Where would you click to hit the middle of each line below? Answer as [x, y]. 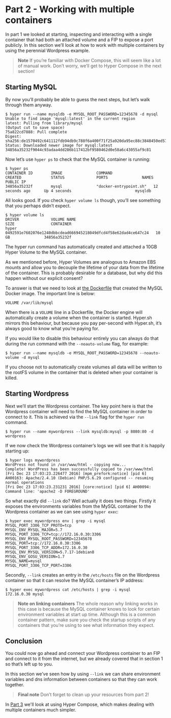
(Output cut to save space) [35, 127]
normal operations [25, 482]
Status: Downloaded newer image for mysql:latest [59, 145]
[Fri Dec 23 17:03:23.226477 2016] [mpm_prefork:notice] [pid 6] [76, 473]
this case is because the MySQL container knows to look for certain [89, 609]
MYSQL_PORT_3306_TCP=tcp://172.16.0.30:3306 [53, 534]
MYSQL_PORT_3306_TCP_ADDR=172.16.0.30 [46, 548]
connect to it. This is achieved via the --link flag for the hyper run [75, 417]
